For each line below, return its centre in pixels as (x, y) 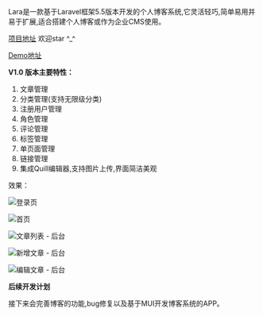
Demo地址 (25, 55)
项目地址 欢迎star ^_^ (42, 39)
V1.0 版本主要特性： (41, 72)
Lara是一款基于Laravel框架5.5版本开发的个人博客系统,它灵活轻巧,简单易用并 (132, 12)
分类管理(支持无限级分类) (61, 99)
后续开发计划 (29, 287)
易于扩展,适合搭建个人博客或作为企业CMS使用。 (87, 21)
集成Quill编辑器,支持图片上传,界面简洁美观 (88, 168)
